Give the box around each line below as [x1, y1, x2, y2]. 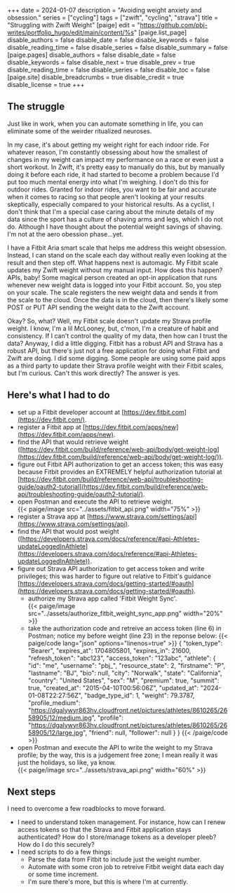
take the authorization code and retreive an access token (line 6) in [27, 624, 222, 632]
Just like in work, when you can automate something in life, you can [7, 119, 203, 128]
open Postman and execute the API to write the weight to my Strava [17, 743, 213, 751]
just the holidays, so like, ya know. [17, 758, 116, 767]
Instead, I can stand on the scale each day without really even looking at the [7, 250, 227, 259]
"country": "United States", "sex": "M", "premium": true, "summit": [27, 676, 220, 685]
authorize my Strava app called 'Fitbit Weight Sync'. [27, 594, 177, 603]
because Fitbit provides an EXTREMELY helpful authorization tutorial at [17, 467, 222, 476]
